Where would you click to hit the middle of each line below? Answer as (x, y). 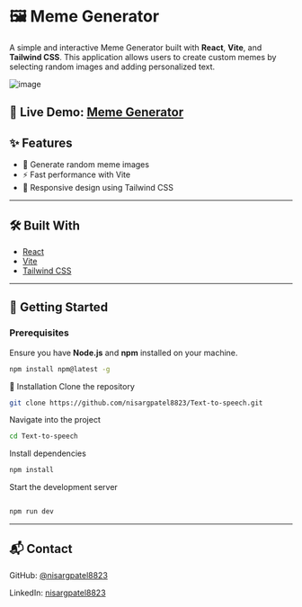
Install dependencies (48, 453)
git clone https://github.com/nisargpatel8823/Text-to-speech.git (136, 403)
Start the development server (64, 487)
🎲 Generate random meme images (86, 165)
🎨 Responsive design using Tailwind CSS (98, 188)
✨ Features (41, 143)
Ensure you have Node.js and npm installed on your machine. (124, 353)
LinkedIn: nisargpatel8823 (58, 593)
